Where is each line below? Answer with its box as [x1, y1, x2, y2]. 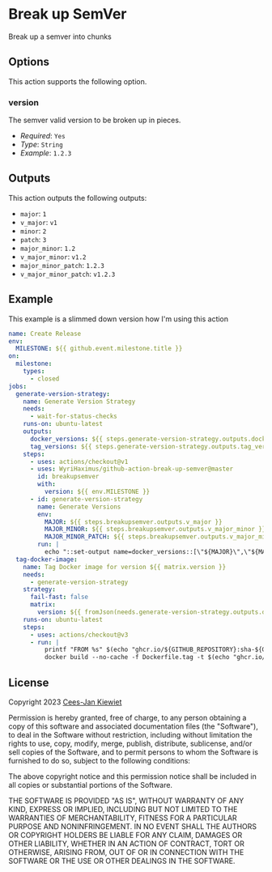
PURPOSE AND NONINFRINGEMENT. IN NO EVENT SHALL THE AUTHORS [8, 821, 257, 831]
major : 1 [19, 208, 47, 219]
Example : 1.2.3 [19, 148, 72, 158]
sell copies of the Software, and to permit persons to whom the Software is [8, 747, 259, 757]
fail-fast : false [29, 593, 89, 602]
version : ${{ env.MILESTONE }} [44, 487, 151, 496]
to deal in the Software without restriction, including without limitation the [8, 730, 253, 739]
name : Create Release [8, 330, 82, 338]
